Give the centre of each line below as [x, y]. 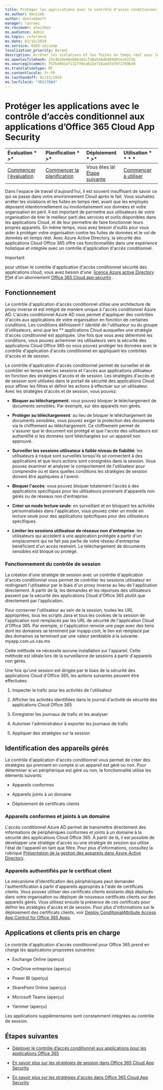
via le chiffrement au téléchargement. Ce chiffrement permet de [76, 426]
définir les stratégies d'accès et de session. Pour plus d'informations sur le [80, 907]
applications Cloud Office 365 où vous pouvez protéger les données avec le [81, 346]
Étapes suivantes [32, 1036]
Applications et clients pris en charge [63, 933]
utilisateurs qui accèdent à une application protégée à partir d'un [77, 536]
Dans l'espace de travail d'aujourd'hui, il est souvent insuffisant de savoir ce [81, 191]
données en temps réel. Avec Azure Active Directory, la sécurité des [73, 238]
